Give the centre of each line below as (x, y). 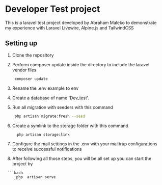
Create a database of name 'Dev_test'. (51, 98)
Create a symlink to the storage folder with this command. (71, 126)
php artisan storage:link (43, 134)
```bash (15, 173)
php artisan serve (36, 177)
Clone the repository (33, 55)
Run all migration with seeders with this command (63, 107)
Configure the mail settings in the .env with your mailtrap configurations (85, 144)
